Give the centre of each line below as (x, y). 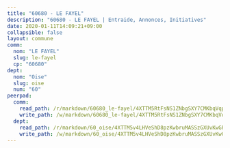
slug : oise (29, 83)
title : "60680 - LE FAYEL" (46, 13)
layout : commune (30, 39)
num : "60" (27, 89)
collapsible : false (35, 32)
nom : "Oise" (30, 77)
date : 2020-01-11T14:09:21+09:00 (55, 26)
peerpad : (20, 96)
